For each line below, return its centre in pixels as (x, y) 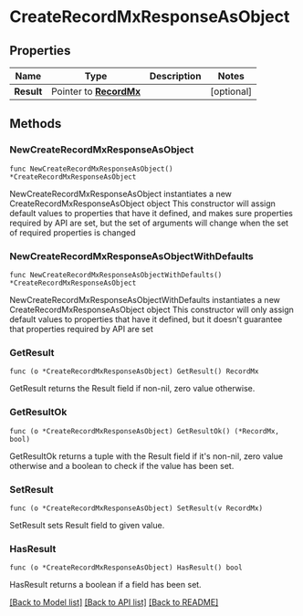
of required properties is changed (73, 232)
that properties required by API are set (81, 329)
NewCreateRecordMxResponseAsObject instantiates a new (121, 193)
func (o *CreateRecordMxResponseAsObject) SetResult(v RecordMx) (136, 508)
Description (175, 76)
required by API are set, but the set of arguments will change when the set (149, 223)
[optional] (231, 91)
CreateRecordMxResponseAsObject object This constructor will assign (143, 204)
